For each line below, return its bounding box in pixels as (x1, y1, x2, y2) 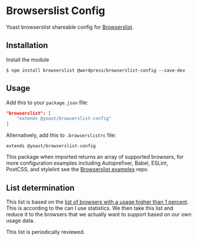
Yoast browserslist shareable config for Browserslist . (6, 23, 134, 30)
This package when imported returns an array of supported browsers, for (6, 154, 184, 161)
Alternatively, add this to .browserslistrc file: (6, 132, 116, 139)
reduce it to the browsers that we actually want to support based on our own (6, 211, 192, 218)
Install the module (6, 56, 49, 63)
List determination (6, 183, 75, 193)
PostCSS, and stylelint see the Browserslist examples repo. (6, 166, 149, 173)
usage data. (6, 217, 35, 224)
